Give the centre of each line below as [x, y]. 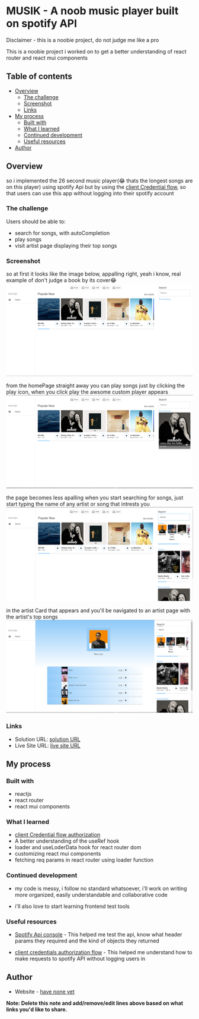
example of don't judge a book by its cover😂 [61, 280]
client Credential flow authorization [57, 835]
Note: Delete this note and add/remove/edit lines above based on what [95, 1003]
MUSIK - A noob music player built [92, 11]
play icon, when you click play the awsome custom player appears [87, 392]
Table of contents [39, 76]
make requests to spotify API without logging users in [80, 959]
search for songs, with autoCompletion [62, 233]
